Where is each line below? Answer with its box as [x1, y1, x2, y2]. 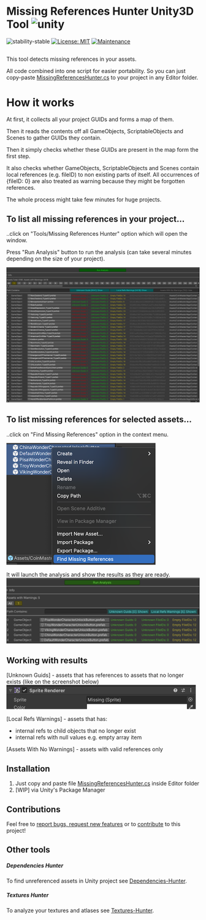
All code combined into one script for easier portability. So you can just [6, 68, 186, 75]
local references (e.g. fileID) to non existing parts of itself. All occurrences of [6, 171, 200, 179]
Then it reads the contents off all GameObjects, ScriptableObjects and [6, 128, 184, 135]
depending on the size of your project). [6, 255, 105, 262]
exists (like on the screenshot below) [6, 678, 99, 685]
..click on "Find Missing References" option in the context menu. [6, 431, 169, 438]
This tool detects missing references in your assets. [6, 55, 137, 63]
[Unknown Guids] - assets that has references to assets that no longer [6, 671, 184, 679]
